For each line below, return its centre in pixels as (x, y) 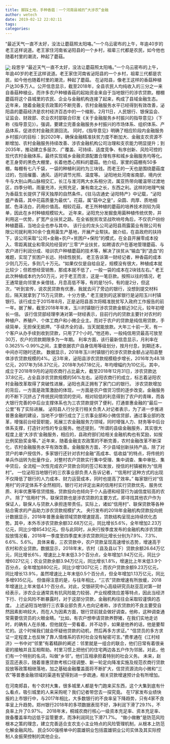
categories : (18, 29)
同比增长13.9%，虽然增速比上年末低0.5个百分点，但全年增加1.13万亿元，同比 (85, 574)
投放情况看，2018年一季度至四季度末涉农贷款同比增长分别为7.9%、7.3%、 (83, 536)
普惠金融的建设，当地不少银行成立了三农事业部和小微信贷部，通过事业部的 (83, 415)
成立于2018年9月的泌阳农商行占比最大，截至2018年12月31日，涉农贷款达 (81, 371)
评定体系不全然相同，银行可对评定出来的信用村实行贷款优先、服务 (89, 485)
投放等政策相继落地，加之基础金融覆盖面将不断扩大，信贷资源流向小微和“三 (84, 669)
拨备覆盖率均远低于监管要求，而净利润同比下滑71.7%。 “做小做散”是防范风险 (85, 718)
